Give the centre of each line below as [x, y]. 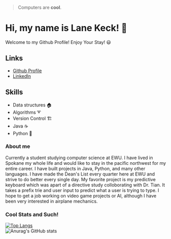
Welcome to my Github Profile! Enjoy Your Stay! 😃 [58, 42]
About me [18, 146]
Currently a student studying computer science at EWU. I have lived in [79, 158]
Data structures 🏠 [32, 105]
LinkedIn [22, 76]
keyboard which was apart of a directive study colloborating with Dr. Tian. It [85, 185]
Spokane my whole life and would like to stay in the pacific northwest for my [86, 163]
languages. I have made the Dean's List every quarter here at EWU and [80, 174]
